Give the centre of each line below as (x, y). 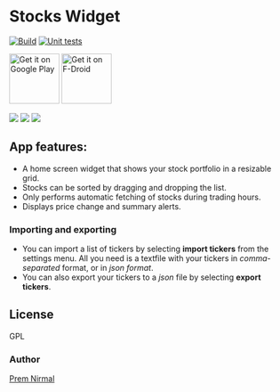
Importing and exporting (63, 229)
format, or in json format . (108, 268)
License (32, 315)
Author (25, 359)
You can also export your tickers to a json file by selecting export (141, 277)
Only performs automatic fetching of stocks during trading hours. (141, 197)
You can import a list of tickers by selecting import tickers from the (145, 249)
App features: (48, 147)
